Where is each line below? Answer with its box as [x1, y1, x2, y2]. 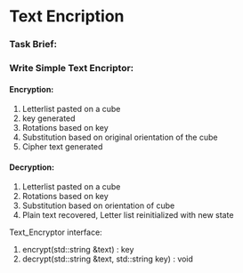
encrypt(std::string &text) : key [21, 245, 134, 255]
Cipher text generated [21, 141, 103, 152]
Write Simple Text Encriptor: [9, 62, 134, 75]
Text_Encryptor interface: [9, 227, 102, 237]
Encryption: [9, 84, 54, 94]
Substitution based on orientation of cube [21, 200, 175, 211]
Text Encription [9, 6, 125, 27]
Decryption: [9, 162, 55, 173]
